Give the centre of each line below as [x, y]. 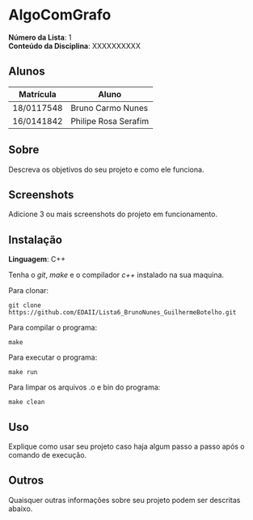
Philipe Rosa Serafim [110, 121]
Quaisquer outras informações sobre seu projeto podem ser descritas [124, 500]
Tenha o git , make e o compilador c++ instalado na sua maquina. [116, 275]
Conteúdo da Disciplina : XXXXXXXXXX [75, 45]
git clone [25, 305]
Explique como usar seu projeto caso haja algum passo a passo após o [126, 446]
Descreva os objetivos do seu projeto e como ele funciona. [106, 169]
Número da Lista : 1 [40, 37]
